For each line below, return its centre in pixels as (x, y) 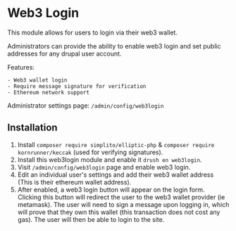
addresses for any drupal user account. (64, 54)
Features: (21, 67)
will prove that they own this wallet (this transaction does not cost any (119, 212)
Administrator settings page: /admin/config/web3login (86, 105)
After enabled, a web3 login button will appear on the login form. (111, 189)
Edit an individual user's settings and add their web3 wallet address (116, 175)
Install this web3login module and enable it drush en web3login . (110, 159)
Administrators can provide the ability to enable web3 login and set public (114, 46)
